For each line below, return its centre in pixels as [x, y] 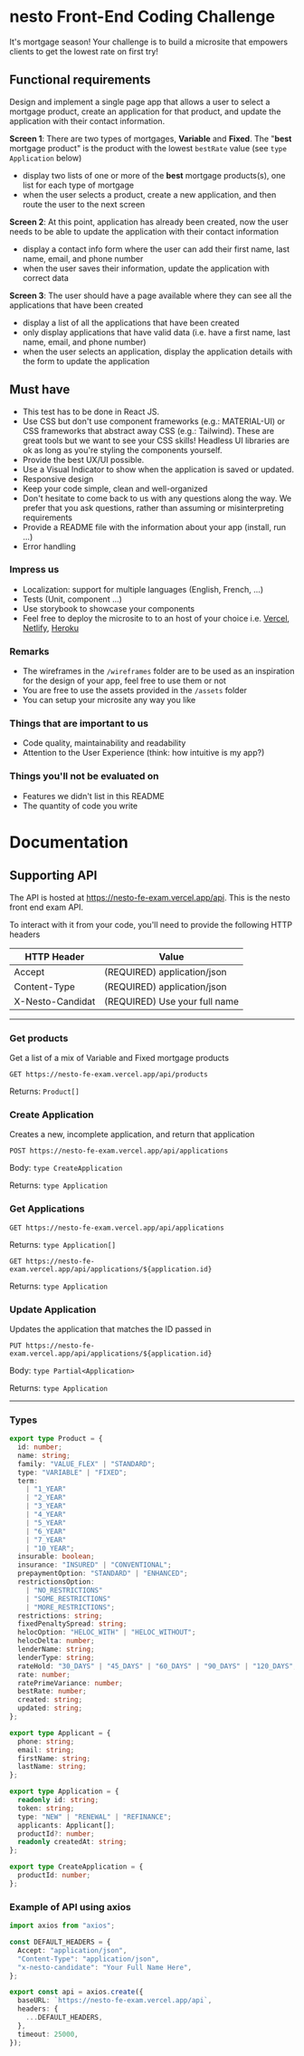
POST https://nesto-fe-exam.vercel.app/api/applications [119, 1151]
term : [28, 1481]
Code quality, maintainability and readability [104, 743]
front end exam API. [47, 907]
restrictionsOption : [56, 1582]
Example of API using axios [70, 1906]
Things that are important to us [79, 724]
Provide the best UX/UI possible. [83, 459]
